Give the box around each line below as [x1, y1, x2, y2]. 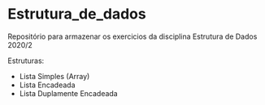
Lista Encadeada [19, 80, 76, 90]
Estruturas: [7, 56, 45, 65]
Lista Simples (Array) [19, 71, 90, 81]
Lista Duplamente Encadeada [19, 88, 119, 98]
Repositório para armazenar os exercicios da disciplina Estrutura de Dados [7, 31, 258, 41]
